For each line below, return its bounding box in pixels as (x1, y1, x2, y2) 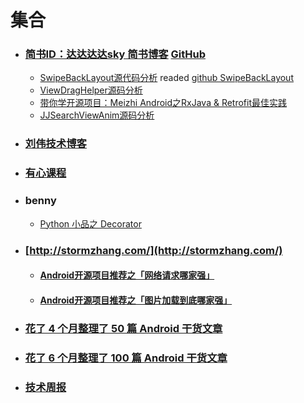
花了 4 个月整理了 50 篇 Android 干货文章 (24, 321, 223, 335)
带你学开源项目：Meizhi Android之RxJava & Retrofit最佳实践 (39, 97, 288, 109)
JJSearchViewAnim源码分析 (39, 109, 155, 121)
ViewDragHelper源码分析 (39, 84, 143, 96)
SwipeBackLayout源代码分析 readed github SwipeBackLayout (39, 72, 294, 84)
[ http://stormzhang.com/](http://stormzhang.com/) (24, 243, 283, 257)
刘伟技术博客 (24, 137, 87, 151)
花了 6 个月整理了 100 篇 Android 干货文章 (24, 351, 228, 365)
